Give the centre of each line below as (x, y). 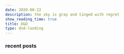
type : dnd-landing (24, 28)
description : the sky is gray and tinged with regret (62, 14)
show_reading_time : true (31, 19)
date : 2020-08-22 (23, 10)
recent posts (21, 46)
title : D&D (16, 24)
